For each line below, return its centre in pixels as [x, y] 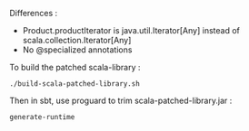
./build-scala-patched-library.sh [75, 84]
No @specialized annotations [77, 50]
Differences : [34, 13]
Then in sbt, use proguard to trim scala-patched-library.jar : [121, 100]
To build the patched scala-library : [75, 67]
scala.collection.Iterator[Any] [77, 40]
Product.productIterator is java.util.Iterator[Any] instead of [131, 30]
